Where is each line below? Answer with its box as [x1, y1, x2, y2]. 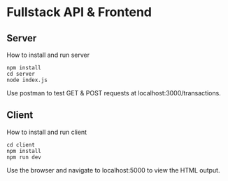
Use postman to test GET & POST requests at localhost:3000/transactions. [6, 89, 221, 97]
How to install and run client [6, 128, 87, 136]
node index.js [6, 76, 48, 83]
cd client [6, 141, 36, 148]
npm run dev [6, 154, 41, 161]
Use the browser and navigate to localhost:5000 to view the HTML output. [6, 166, 220, 174]
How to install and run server [6, 51, 90, 59]
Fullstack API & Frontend [6, 4, 152, 20]
